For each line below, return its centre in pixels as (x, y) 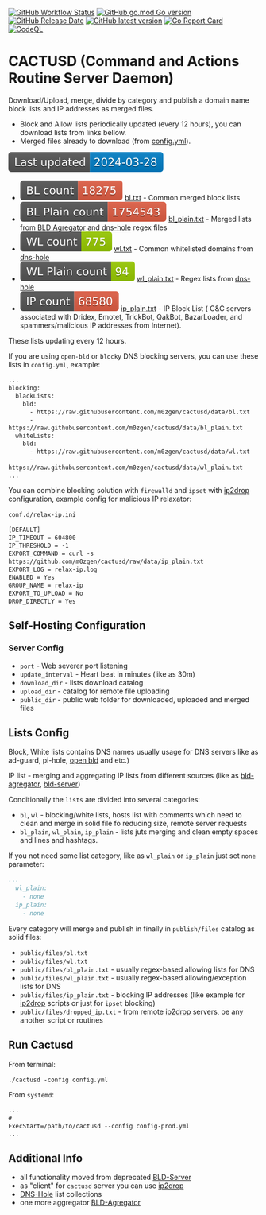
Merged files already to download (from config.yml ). (105, 141)
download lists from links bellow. (73, 132)
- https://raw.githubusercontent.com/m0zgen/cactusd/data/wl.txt (139, 452)
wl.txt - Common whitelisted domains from (183, 248)
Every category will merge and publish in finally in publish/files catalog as (132, 928)
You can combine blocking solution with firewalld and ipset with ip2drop (129, 490)
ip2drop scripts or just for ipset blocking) (88, 1003)
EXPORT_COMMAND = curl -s (51, 553)
